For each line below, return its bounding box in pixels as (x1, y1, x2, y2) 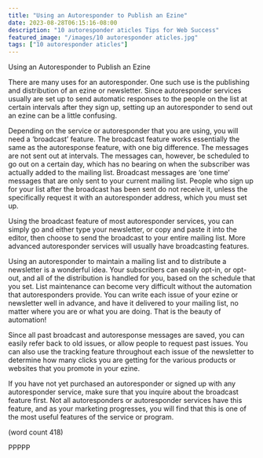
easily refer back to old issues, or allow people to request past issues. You (8, 339, 249, 348)
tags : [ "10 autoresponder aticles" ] (8, 41, 128, 49)
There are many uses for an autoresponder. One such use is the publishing (8, 78, 250, 87)
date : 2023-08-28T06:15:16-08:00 (8, 19, 118, 27)
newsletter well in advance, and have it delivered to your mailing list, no (8, 299, 239, 308)
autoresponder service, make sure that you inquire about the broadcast (8, 387, 239, 397)
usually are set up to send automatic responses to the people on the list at (8, 94, 247, 104)
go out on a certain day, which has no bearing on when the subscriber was (8, 159, 250, 169)
